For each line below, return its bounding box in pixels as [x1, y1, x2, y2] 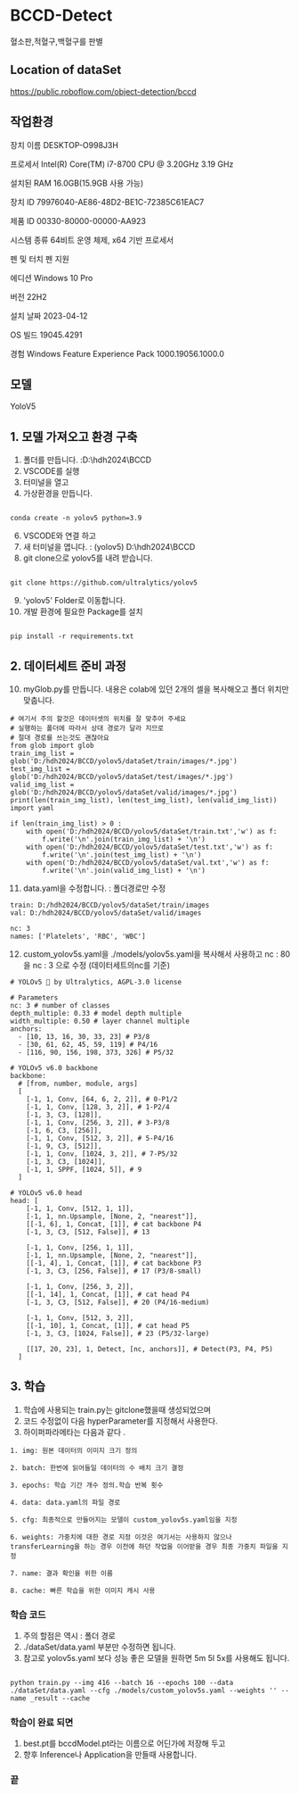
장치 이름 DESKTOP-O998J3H [10, 139, 119, 150]
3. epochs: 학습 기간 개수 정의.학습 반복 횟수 [10, 1481, 164, 1490]
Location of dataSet [10, 62, 122, 78]
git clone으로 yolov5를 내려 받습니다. [22, 552, 153, 563]
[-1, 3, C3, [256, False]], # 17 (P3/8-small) [26, 1267, 202, 1275]
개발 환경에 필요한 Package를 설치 [22, 606, 143, 617]
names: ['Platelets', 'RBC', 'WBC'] [10, 932, 146, 941]
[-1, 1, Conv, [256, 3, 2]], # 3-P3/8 [26, 1118, 170, 1127]
